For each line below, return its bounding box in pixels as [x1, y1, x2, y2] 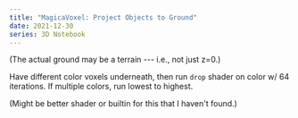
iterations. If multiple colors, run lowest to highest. [9, 81, 194, 92]
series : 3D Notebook [9, 29, 87, 38]
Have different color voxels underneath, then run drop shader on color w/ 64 [9, 72, 290, 82]
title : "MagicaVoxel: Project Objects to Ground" [9, 13, 198, 22]
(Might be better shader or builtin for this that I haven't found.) [9, 98, 238, 109]
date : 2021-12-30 [9, 21, 74, 30]
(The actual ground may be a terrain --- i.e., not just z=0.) [9, 55, 221, 65]
